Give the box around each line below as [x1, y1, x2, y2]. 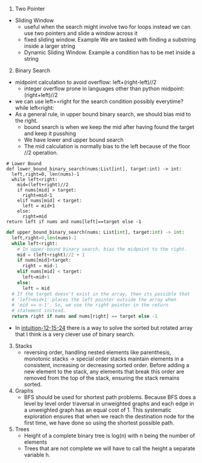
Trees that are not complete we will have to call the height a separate [24, 445, 196, 452]
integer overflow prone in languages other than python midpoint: [24, 85, 185, 92]
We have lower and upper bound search [24, 136, 124, 143]
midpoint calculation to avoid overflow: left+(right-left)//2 [14, 78, 157, 86]
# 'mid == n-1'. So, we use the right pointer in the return [11, 302, 169, 308]
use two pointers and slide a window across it [24, 30, 138, 37]
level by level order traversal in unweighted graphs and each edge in [24, 400, 194, 407]
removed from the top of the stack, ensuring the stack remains [24, 374, 180, 382]
